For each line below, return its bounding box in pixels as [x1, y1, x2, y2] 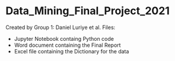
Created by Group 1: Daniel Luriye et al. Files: [5, 24, 116, 31]
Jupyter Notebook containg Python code [14, 35, 114, 42]
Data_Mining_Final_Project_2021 [5, 4, 170, 18]
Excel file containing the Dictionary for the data [14, 47, 129, 54]
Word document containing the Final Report [14, 41, 121, 49]
